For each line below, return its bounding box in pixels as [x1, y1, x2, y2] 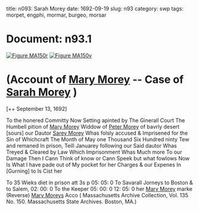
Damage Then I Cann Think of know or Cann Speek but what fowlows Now [6, 154, 190, 162]
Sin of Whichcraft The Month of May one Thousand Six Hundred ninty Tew [6, 135, 189, 142]
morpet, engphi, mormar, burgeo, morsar [6, 11, 107, 18]
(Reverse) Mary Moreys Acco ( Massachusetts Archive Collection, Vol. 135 [6, 191, 189, 198]
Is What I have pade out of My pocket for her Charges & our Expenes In [6, 161, 182, 168]
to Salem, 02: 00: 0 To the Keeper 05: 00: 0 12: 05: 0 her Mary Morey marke [6, 185, 192, 193]
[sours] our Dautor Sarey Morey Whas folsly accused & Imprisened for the [6, 129, 188, 136]
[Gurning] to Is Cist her [6, 167, 63, 175]
